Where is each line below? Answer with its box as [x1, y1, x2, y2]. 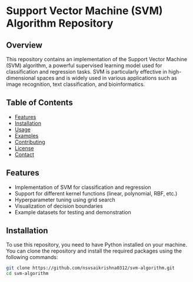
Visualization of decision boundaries [14, 202, 103, 210]
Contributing [14, 138, 45, 145]
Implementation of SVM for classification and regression [14, 184, 151, 191]
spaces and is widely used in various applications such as [36, 75, 178, 81]
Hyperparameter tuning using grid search [14, 196, 116, 203]
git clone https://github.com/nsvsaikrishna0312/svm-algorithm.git [6, 265, 175, 271]
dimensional [6, 75, 36, 81]
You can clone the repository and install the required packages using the [6, 247, 182, 254]
